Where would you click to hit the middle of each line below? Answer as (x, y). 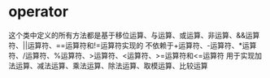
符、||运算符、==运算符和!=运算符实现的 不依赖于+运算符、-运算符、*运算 (133, 45)
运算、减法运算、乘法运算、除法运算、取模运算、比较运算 (111, 65)
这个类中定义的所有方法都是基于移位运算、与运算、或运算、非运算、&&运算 (134, 35)
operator (39, 12)
